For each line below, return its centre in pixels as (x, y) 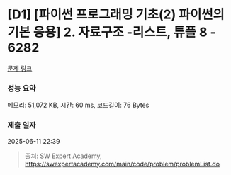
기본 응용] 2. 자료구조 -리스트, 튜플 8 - (112, 32)
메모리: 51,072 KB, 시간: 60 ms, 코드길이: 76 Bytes (78, 105)
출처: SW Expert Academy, (63, 156)
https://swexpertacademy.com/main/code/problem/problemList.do (122, 164)
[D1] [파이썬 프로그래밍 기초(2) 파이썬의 (116, 15)
